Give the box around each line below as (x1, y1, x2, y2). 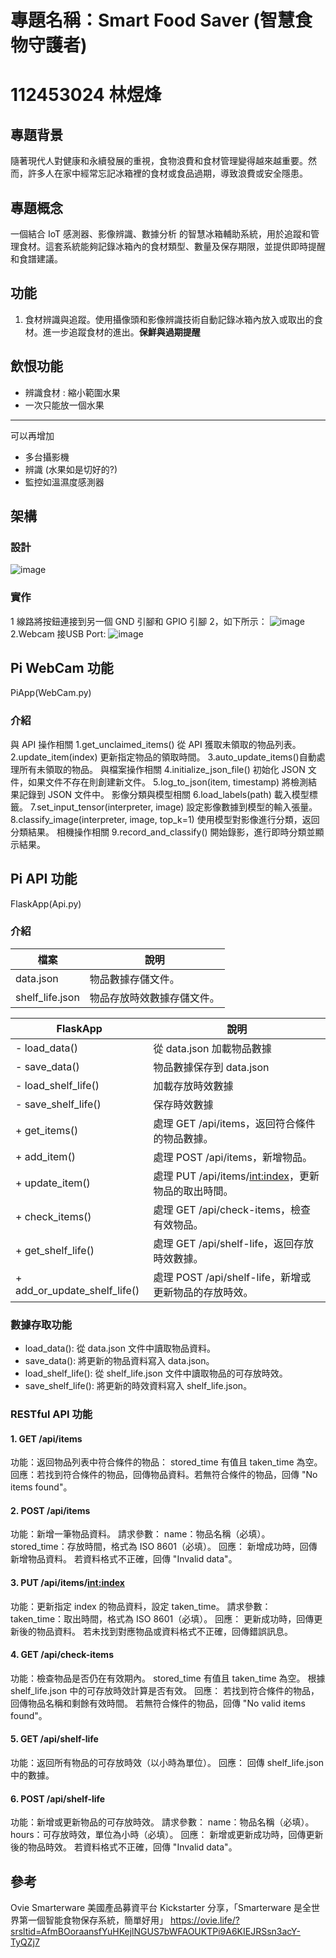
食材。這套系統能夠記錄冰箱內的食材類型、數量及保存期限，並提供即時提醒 (18, 241, 326, 252)
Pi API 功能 (10, 871, 78, 888)
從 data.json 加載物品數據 (153, 1041, 272, 1055)
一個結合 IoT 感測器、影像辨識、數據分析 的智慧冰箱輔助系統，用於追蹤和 (10, 228, 311, 240)
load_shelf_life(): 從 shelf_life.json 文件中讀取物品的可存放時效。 (24, 1367, 288, 1380)
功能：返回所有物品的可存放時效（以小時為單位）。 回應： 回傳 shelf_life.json (10, 1757, 325, 1769)
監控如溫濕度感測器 (24, 476, 105, 488)
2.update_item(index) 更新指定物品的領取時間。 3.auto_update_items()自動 (10, 751, 317, 763)
